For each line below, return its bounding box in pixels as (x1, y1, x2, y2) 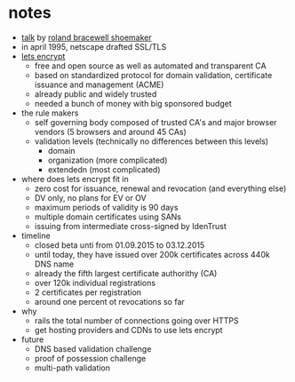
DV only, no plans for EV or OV (34, 192, 147, 203)
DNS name (34, 259, 75, 269)
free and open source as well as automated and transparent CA (34, 60, 267, 71)
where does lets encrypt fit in (20, 173, 130, 184)
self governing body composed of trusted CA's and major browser (34, 116, 277, 127)
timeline (20, 230, 51, 241)
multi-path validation (34, 362, 111, 373)
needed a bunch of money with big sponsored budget (34, 98, 232, 108)
